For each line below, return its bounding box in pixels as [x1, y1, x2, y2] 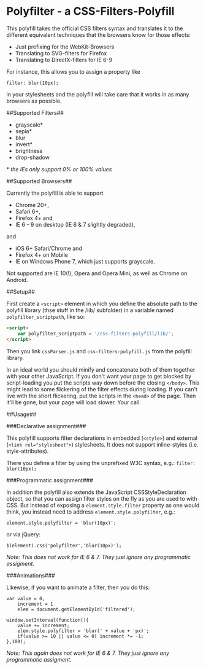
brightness [15, 147, 43, 154]
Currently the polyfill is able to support [6, 189, 104, 197]
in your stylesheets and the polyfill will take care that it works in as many [6, 90, 189, 98]
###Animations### [6, 571, 55, 579]
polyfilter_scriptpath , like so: [6, 313, 85, 320]
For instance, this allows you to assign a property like [6, 68, 141, 75]
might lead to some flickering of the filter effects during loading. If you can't [6, 385, 198, 393]
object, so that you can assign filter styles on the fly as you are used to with [6, 495, 197, 502]
